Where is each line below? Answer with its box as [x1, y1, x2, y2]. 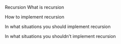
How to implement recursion [5, 14, 64, 19]
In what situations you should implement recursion [5, 23, 111, 29]
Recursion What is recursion [5, 4, 64, 10]
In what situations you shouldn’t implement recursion [5, 33, 116, 39]
